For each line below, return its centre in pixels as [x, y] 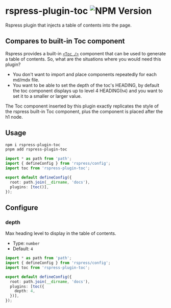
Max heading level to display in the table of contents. [61, 233]
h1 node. [14, 117]
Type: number [26, 244]
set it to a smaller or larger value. [47, 96]
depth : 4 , [25, 291]
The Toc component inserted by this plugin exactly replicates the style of [82, 106]
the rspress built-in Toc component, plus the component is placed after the [84, 111]
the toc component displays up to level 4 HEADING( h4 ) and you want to [88, 91]
